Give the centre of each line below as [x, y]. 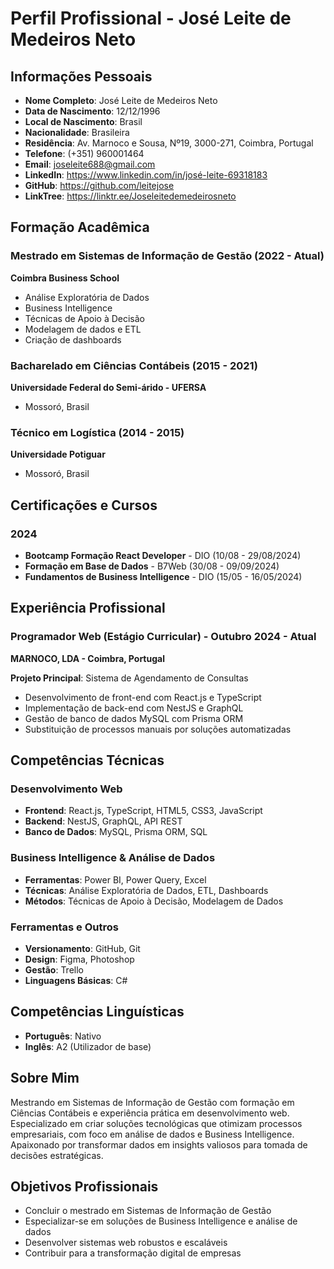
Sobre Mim [45, 1078]
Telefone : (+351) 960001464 [84, 153]
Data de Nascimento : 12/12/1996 [92, 111]
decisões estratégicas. [57, 1155]
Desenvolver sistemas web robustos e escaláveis [126, 1243]
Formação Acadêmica [80, 227]
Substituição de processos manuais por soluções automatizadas [158, 729]
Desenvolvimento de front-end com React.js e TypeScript [143, 697]
